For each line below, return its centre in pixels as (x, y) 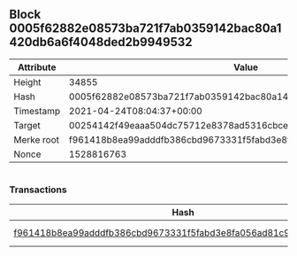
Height (27, 81)
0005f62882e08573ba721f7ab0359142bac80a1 (145, 29)
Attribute (37, 67)
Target (27, 125)
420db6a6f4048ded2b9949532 (101, 42)
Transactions (38, 190)
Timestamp (37, 111)
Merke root (37, 139)
